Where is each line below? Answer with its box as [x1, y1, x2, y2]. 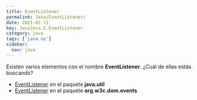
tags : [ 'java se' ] [6, 36, 51, 42]
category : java [6, 31, 44, 36]
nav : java [11, 47, 35, 53]
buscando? [6, 69, 34, 76]
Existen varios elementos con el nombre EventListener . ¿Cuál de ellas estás [6, 63, 192, 70]
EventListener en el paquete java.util [14, 81, 105, 88]
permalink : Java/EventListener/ [6, 14, 86, 20]
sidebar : [6, 42, 28, 48]
